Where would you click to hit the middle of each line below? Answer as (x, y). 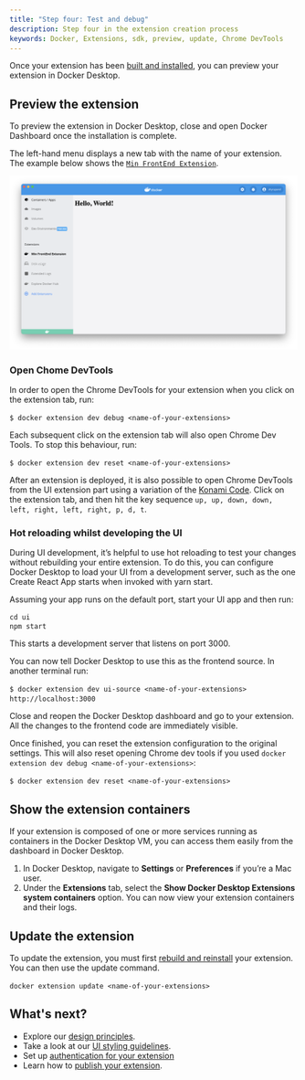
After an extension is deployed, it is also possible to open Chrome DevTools (152, 481)
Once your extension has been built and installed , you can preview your (144, 66)
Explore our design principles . (79, 1036)
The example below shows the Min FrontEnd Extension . (114, 164)
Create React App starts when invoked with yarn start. (111, 582)
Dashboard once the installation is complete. (93, 136)
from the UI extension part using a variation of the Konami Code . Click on (147, 490)
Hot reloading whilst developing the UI (96, 533)
